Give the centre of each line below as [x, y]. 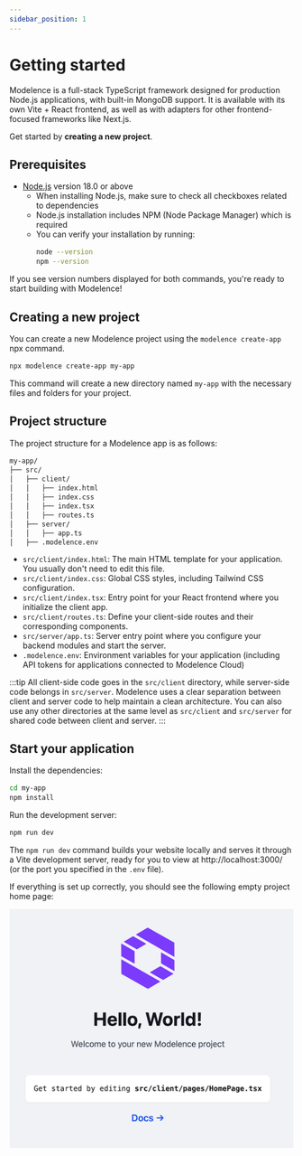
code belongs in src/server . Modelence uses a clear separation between [145, 691]
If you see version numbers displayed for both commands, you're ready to [147, 279]
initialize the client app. [65, 606]
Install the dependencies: [56, 771]
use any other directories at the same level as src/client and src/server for [151, 710]
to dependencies [67, 206]
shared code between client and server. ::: [88, 720]
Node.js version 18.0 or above [78, 186]
